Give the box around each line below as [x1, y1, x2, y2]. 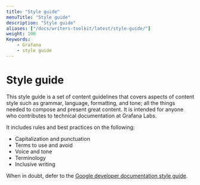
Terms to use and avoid [14, 141, 73, 149]
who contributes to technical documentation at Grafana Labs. [6, 112, 157, 119]
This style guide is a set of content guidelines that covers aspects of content [6, 93, 195, 100]
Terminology [14, 154, 46, 161]
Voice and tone [14, 147, 53, 155]
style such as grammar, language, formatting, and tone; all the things [6, 99, 176, 106]
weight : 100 [6, 31, 36, 37]
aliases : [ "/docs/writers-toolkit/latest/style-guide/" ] [6, 25, 151, 32]
